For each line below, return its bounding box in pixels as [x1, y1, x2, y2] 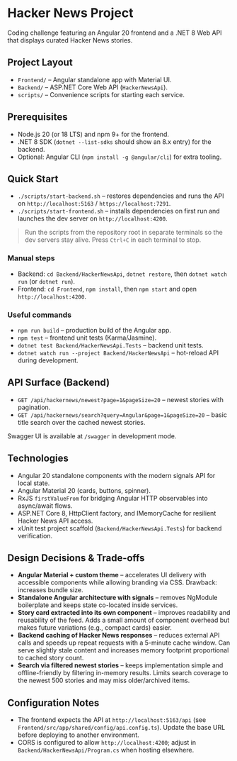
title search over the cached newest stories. [17, 418, 146, 426]
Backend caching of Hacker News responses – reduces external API [17, 631, 220, 640]
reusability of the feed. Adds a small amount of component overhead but [17, 616, 230, 625]
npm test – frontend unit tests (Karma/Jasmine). [17, 333, 157, 342]
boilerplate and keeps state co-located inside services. [17, 601, 178, 609]
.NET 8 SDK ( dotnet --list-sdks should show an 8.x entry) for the [17, 137, 212, 146]
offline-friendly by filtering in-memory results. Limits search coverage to [17, 669, 229, 677]
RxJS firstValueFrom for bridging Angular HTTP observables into [17, 494, 208, 502]
